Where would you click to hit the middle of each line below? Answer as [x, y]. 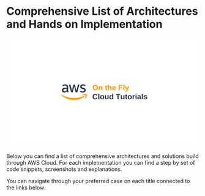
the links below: [26, 187]
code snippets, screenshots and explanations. [64, 169]
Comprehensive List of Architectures [102, 11]
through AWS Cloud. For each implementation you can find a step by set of [101, 163]
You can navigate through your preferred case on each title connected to [98, 181]
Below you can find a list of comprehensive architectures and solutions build [102, 156]
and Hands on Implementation [84, 24]
